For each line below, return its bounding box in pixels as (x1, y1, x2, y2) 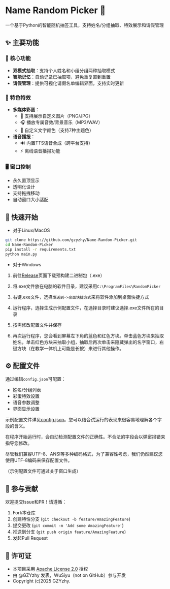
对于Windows (12, 261, 42, 267)
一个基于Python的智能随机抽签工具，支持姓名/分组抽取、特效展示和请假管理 (5, 22, 164, 28)
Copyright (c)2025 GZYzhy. (12, 578, 71, 584)
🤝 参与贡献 (5, 484, 38, 493)
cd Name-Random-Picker (5, 242, 53, 247)
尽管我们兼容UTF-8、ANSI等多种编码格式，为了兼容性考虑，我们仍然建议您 (5, 451, 163, 457)
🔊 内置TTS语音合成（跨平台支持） (20, 140, 93, 146)
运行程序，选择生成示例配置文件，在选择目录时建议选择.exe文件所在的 (12, 304, 160, 311)
